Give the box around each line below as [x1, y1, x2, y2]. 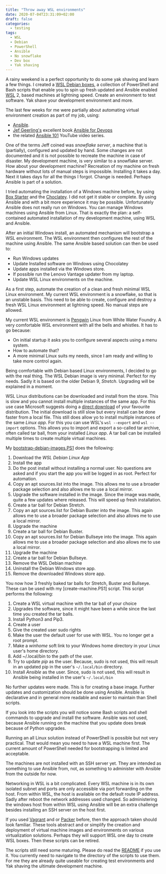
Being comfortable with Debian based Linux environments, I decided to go [5, 368, 157, 374]
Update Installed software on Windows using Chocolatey [12, 261, 129, 267]
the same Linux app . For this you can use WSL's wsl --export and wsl [5, 420, 148, 426]
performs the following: [5, 591, 53, 597]
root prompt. [12, 638, 39, 644]
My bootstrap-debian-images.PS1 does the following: [5, 445, 114, 451]
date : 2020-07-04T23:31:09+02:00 [5, 12, 75, 17]
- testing [10, 26, 30, 31]
